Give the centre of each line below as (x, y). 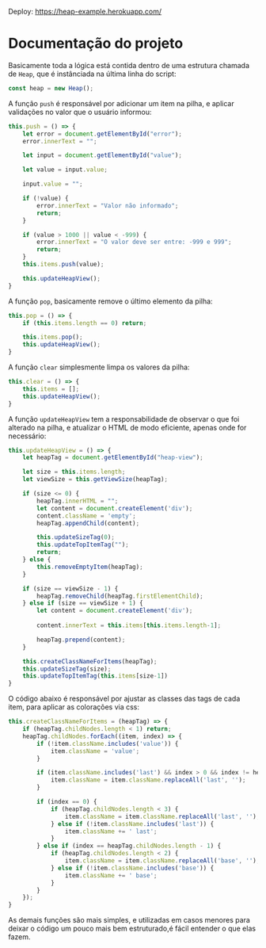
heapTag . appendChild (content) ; (88, 523)
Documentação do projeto (96, 44)
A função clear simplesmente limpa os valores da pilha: (99, 367)
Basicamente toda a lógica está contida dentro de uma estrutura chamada (129, 65)
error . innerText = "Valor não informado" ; (108, 205)
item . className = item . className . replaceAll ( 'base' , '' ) (161, 861)
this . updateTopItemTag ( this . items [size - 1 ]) (95, 676)
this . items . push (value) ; (63, 265)
